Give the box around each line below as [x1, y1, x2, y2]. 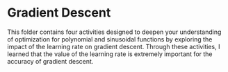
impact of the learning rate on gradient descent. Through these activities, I [7, 42, 220, 51]
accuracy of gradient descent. [7, 57, 94, 65]
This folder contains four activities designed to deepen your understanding [7, 28, 222, 36]
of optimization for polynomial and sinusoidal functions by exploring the [7, 35, 213, 43]
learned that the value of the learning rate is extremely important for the [7, 50, 213, 58]
